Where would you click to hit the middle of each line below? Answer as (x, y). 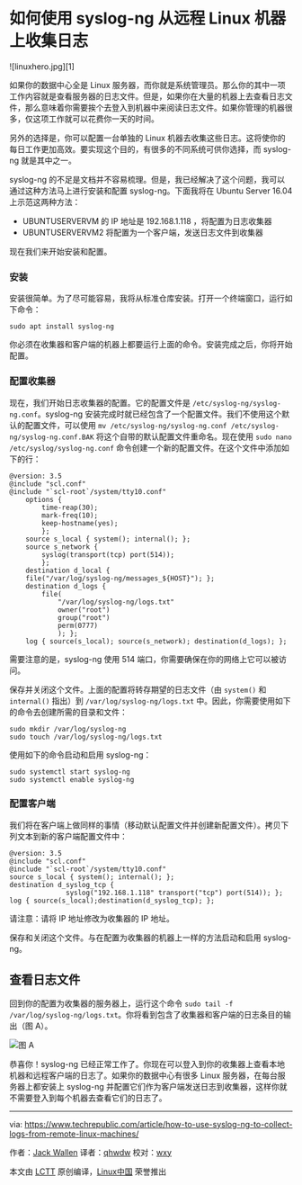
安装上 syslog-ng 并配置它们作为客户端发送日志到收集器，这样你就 (164, 1086)
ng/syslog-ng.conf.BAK (52, 437)
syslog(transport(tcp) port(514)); (108, 554)
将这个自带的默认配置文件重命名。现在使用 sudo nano (194, 436)
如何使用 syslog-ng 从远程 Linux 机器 (147, 18)
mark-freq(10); (70, 515)
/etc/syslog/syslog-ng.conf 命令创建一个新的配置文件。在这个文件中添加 (146, 447)
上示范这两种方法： (45, 202)
